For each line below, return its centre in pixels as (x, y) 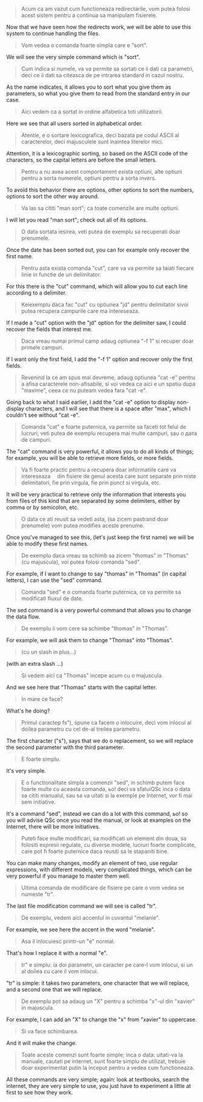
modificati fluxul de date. (52, 598)
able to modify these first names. (48, 544)
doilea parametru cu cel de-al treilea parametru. (81, 729)
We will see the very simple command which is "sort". (73, 57)
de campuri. (36, 440)
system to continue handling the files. (53, 33)
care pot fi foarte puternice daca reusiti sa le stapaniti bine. (95, 851)
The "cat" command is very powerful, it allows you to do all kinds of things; (100, 451)
